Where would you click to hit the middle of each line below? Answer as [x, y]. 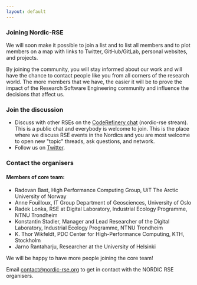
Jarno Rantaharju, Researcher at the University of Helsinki [85, 247]
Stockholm [28, 241]
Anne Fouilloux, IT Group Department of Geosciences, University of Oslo [103, 203]
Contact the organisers [40, 163]
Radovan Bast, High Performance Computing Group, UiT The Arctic [96, 190]
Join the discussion [35, 109]
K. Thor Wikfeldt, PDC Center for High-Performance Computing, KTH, [99, 234]
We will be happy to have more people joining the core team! [80, 258]
